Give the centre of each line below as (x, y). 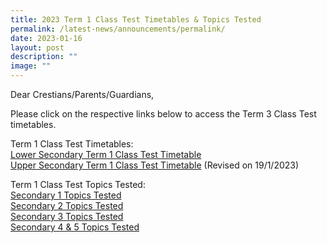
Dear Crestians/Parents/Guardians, (82, 94)
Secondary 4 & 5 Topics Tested (75, 227)
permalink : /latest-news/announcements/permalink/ (118, 29)
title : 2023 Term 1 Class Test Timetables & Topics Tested (136, 19)
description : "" (44, 57)
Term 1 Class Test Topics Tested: (78, 184)
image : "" (31, 66)
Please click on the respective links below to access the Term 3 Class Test (163, 114)
